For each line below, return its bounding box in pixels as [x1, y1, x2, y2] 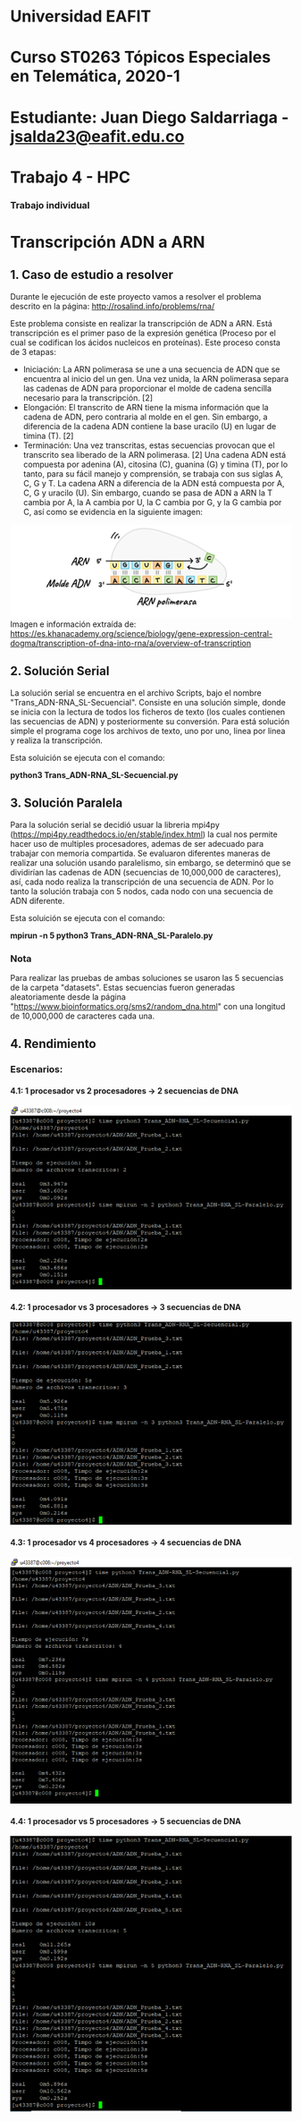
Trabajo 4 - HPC [10, 167, 131, 187]
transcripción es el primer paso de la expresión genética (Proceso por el [10, 327, 276, 338]
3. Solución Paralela [10, 796, 123, 811]
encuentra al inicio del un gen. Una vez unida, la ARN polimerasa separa [22, 373, 289, 384]
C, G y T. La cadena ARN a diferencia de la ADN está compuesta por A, [22, 477, 285, 488]
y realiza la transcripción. [10, 735, 104, 746]
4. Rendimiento [10, 1036, 96, 1052]
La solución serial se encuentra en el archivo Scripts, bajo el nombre [10, 687, 262, 698]
